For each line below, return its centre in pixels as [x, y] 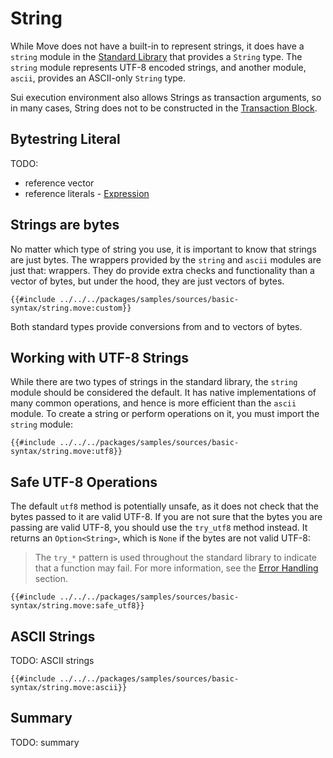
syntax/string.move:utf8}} [66, 452]
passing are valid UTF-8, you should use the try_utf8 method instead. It [159, 528]
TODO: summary [45, 742]
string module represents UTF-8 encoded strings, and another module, [158, 67]
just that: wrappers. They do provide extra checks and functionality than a [162, 270]
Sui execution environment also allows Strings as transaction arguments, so [166, 97]
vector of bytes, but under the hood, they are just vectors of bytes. [147, 281]
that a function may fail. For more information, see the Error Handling [176, 568]
